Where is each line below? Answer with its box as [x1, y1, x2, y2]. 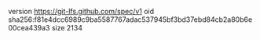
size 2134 [51, 23, 82, 32]
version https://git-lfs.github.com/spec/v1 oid [8, 7, 155, 16]
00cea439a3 [8, 23, 50, 32]
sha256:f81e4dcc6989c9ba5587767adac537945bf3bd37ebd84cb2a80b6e [8, 15, 253, 24]
